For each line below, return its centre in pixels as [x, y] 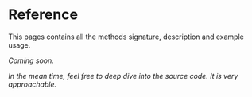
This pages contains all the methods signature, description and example [126, 37]
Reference [43, 15]
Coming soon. [31, 60]
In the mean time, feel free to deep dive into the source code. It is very [123, 76]
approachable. [33, 84]
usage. [19, 45]
